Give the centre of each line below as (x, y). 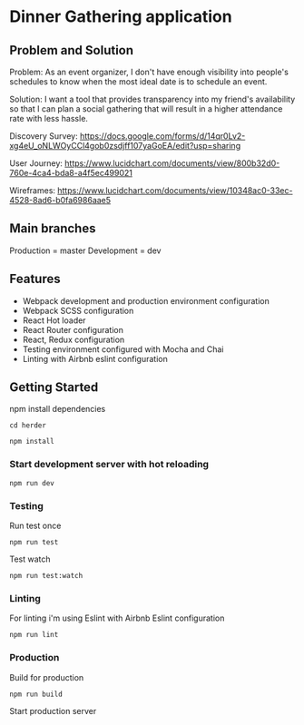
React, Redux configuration (74, 339)
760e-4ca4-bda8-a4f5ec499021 (71, 173)
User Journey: (36, 163)
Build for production (47, 677)
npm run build (36, 694)
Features (35, 279)
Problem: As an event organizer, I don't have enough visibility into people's (149, 72)
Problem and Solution (72, 50)
